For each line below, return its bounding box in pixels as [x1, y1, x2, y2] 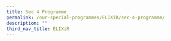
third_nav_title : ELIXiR [6, 25, 70, 32]
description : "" [6, 20, 48, 26]
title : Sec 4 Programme [6, 8, 67, 15]
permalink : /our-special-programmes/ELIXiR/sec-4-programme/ [6, 14, 166, 20]
